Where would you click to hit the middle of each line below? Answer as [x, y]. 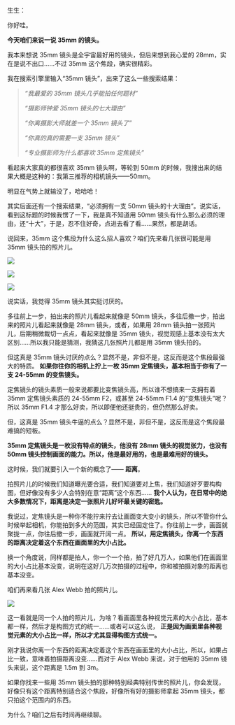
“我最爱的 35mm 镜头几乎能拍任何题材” [81, 93]
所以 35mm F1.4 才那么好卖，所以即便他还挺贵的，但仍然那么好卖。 [105, 407]
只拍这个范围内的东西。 [41, 700]
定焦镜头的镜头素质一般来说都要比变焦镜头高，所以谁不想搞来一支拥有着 [111, 389]
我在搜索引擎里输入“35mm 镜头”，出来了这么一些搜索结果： [93, 78]
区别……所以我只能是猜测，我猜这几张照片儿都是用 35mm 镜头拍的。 [106, 342]
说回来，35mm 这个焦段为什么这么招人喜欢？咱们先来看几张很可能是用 [109, 238]
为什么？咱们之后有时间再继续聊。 [56, 715]
